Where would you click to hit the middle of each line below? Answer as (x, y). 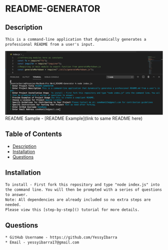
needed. (13, 205)
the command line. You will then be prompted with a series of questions (84, 190)
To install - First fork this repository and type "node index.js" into (82, 185)
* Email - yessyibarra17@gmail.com (42, 242)
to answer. (16, 195)
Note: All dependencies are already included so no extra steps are (78, 200)
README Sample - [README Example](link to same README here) (74, 118)
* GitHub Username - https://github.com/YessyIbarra (61, 237)
